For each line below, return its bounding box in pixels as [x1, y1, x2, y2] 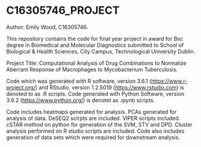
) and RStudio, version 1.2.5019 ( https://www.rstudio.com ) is [35, 83, 185, 91]
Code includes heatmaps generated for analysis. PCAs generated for [6, 108, 177, 115]
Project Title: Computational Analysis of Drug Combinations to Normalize [6, 59, 187, 67]
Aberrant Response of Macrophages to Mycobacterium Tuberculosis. [6, 65, 178, 73]
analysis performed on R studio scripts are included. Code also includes [6, 127, 185, 134]
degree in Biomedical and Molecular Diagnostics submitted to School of [6, 41, 184, 49]
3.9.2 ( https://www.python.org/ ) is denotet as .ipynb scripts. [6, 97, 155, 104]
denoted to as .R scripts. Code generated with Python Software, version [6, 90, 185, 97]
